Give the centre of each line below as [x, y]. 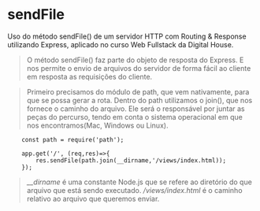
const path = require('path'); [73, 139]
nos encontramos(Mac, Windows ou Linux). [97, 125]
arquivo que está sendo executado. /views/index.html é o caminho [134, 190]
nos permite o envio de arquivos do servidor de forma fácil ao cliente [139, 68]
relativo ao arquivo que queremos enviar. [93, 198]
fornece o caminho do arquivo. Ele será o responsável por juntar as [136, 109]
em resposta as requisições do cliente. [89, 76]
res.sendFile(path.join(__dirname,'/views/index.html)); [131, 160]
